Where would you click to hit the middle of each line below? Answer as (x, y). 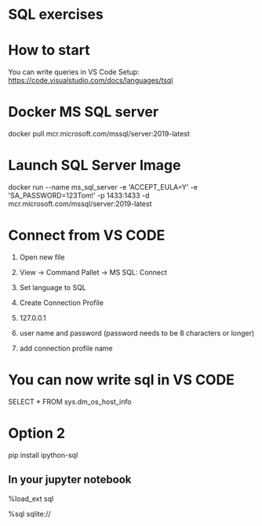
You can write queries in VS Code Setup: (74, 72)
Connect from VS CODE (87, 236)
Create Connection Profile (62, 303)
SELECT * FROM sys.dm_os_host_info (70, 401)
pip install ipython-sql (43, 455)
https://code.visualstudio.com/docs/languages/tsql (91, 81)
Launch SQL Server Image (95, 165)
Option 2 (36, 433)
